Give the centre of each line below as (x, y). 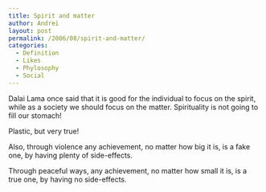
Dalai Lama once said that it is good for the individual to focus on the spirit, (132, 98)
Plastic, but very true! (44, 131)
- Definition (37, 53)
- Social (30, 76)
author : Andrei (34, 23)
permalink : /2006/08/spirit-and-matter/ (77, 38)
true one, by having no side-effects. (68, 179)
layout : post (30, 31)
